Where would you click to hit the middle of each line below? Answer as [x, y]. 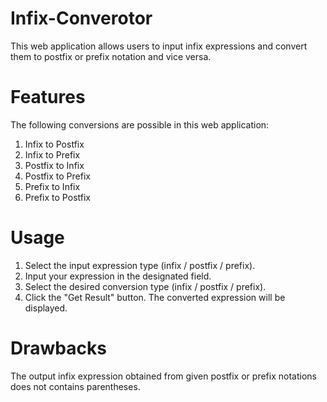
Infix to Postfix [54, 144]
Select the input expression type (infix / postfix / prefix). [140, 265]
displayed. [46, 308]
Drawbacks [58, 348]
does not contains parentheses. [75, 386]
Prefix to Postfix [57, 197]
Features [48, 97]
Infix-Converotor [81, 18]
